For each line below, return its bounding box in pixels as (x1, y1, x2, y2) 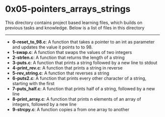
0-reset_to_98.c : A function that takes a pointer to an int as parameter (12, 39, 155, 45)
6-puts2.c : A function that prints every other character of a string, (12, 75, 146, 81)
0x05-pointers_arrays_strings (5, 3, 131, 15)
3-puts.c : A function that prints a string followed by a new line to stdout (12, 60, 158, 66)
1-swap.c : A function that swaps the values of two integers (12, 49, 132, 55)
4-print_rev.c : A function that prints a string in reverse (12, 65, 123, 70)
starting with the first (12, 80, 55, 86)
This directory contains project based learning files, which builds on (5, 20, 142, 25)
